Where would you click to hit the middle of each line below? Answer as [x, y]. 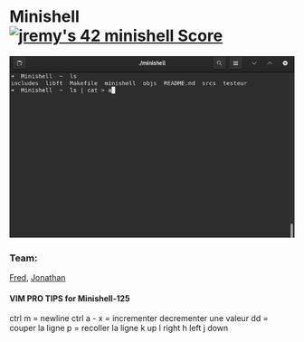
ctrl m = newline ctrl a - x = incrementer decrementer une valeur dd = [139, 318]
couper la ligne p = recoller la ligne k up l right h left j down [119, 328]
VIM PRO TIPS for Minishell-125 [70, 298]
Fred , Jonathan [38, 277]
